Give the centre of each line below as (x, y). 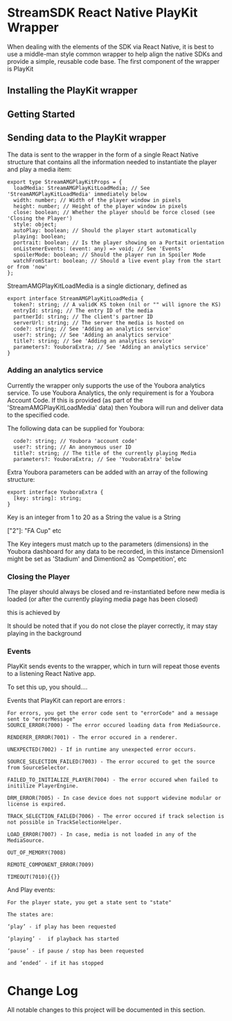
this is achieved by (34, 613)
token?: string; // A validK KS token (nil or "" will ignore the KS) (117, 304)
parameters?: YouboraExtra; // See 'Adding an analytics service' (111, 347)
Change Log (43, 991)
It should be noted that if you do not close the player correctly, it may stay (113, 626)
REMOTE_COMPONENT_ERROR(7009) (51, 865)
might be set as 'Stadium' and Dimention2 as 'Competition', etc (97, 559)
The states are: (30, 915)
